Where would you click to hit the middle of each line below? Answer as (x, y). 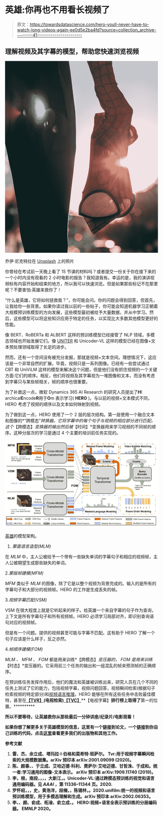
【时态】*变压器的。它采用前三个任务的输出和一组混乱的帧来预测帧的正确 (78, 666)
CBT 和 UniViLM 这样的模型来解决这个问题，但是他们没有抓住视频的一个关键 (81, 369)
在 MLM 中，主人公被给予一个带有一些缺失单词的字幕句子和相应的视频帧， (79, 557)
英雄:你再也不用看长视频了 (57, 10)
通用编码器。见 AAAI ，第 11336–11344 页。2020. (62, 784)
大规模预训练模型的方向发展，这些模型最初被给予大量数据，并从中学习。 (77, 312)
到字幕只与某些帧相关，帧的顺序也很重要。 (48, 381)
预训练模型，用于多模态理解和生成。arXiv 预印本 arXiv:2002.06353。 (82, 797)
